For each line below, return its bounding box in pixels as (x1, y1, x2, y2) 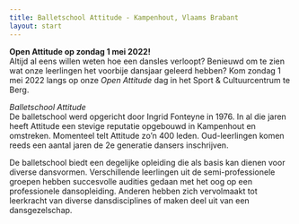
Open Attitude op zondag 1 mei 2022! (9, 46, 151, 56)
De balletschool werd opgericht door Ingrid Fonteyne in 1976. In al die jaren (9, 111, 287, 122)
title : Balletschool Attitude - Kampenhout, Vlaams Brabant (9, 13, 240, 22)
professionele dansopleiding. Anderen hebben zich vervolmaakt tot (9, 185, 258, 196)
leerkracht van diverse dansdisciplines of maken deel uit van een (9, 194, 250, 206)
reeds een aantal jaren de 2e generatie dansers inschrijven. (9, 140, 229, 151)
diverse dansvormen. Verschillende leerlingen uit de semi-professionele (9, 167, 276, 177)
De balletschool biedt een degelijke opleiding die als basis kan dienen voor (9, 157, 286, 168)
